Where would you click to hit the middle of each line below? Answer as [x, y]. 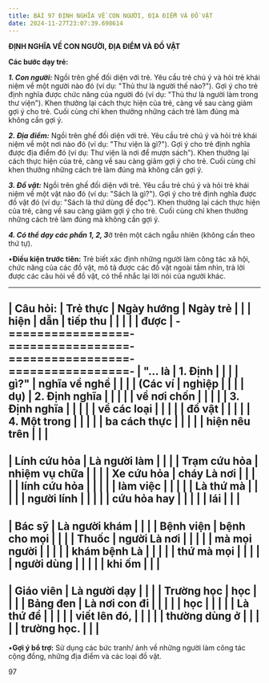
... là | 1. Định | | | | [193, 371]
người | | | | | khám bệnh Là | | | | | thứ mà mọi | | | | [134, 551]
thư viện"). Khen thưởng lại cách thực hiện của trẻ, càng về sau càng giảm [130, 103]
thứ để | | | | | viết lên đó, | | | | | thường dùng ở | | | [134, 616]
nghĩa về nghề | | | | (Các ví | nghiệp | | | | [141, 383]
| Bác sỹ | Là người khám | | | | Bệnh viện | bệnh [127, 526]
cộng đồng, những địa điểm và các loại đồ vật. [85, 657]
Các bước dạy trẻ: [38, 62]
